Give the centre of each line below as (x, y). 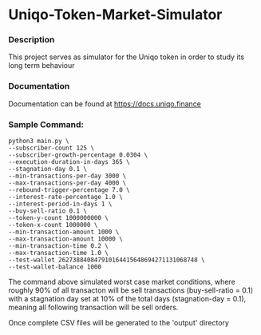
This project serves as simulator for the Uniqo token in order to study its (127, 57)
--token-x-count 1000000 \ (53, 225)
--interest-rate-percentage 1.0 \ (66, 197)
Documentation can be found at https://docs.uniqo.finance (105, 104)
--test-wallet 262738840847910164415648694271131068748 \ (107, 260)
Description (32, 40)
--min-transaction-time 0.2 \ (59, 246)
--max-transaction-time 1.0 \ (59, 253)
